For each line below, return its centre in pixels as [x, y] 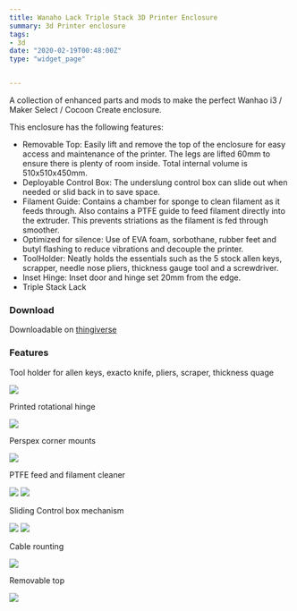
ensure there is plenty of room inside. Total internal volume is [135, 163]
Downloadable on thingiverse [63, 330]
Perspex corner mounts [53, 440]
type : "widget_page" [48, 59]
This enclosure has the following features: [86, 127]
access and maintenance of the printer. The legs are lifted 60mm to [146, 154]
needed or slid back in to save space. [91, 192]
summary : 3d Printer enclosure [68, 26]
